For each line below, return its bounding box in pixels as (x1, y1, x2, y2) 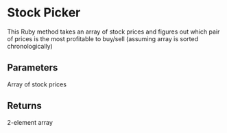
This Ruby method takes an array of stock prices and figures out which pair (7, 27, 220, 36)
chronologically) (7, 42, 53, 50)
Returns (7, 100, 43, 112)
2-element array (7, 118, 53, 126)
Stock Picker (7, 5, 81, 21)
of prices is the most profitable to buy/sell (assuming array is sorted (7, 34, 199, 43)
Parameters (7, 62, 58, 73)
